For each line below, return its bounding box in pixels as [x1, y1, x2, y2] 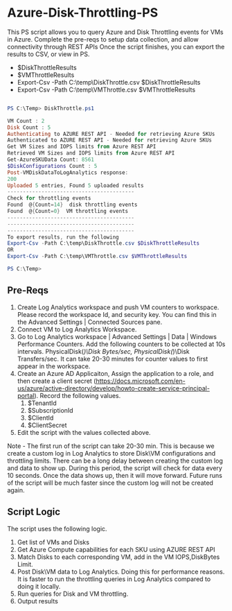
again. [7, 485, 26, 494]
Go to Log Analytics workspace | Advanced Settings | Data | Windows [17, 332, 217, 341]
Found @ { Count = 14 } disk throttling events [7, 201, 138, 209]
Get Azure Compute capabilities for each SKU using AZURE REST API [17, 545, 216, 553]
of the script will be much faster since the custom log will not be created [7, 479, 213, 487]
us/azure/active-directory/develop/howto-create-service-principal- [17, 384, 210, 393]
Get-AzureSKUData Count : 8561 [7, 156, 95, 164]
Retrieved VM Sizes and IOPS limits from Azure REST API [7, 150, 175, 157]
